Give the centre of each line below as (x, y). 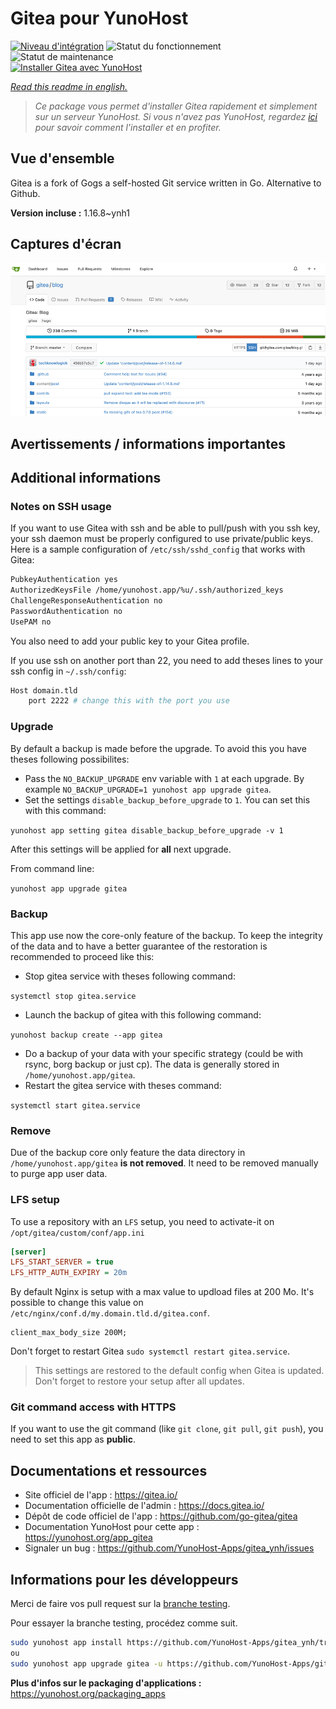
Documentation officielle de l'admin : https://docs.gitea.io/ (144, 1506)
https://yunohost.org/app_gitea (88, 1538)
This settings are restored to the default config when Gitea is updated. (179, 1371)
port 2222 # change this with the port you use (129, 701)
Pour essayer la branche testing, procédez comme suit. (124, 1623)
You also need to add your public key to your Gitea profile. (130, 641)
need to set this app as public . (73, 1439)
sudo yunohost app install (66, 1643)
